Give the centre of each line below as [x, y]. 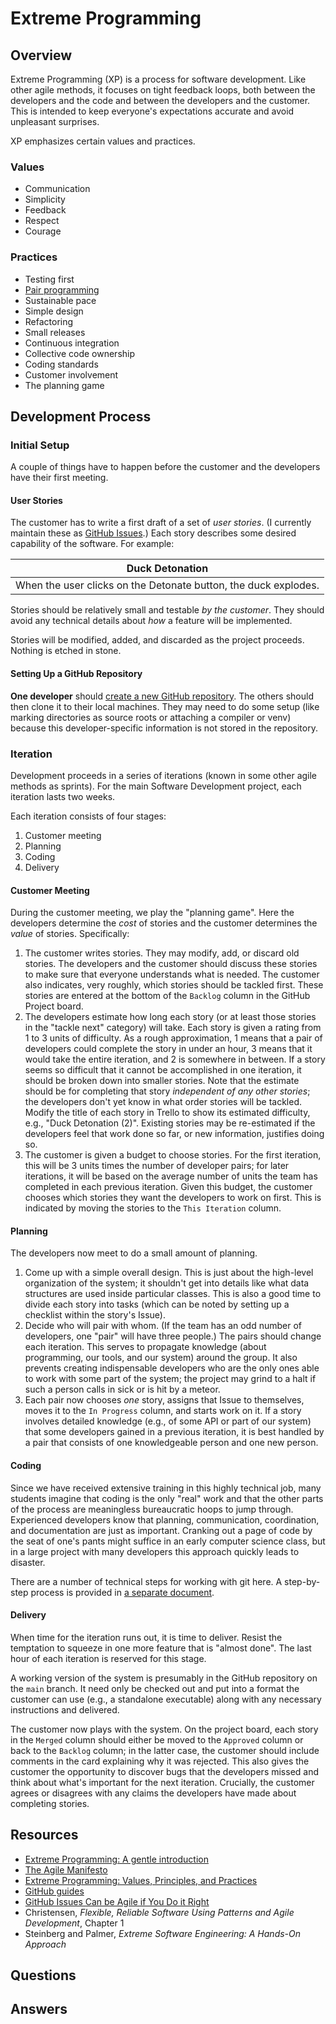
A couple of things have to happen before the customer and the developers [165, 467]
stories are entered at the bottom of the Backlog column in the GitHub [167, 996]
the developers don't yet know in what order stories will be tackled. [163, 1102]
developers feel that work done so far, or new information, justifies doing [174, 1134]
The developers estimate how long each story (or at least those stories [170, 1017]
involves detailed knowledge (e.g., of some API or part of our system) [168, 1421]
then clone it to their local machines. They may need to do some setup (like [165, 706]
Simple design [54, 311]
